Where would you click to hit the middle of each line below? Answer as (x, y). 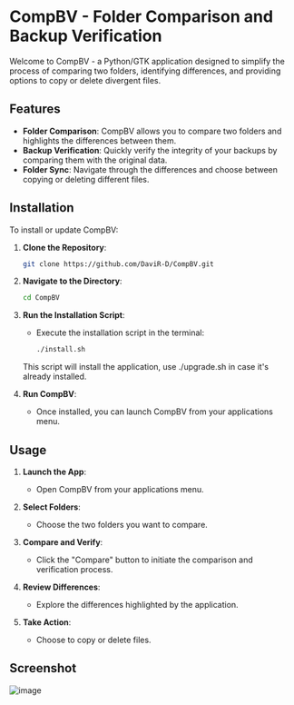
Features (35, 109)
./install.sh (61, 350)
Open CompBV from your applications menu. (120, 489)
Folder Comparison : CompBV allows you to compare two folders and (152, 131)
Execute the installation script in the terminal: (120, 333)
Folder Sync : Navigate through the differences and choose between (150, 169)
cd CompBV (41, 298)
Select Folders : (52, 507)
